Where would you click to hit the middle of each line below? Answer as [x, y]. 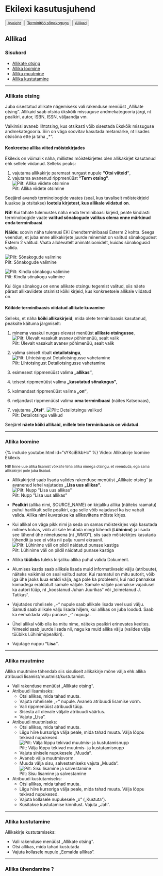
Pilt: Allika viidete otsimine [38, 188]
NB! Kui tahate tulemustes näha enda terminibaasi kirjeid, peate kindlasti [77, 213]
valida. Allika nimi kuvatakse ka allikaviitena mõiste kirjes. [69, 515]
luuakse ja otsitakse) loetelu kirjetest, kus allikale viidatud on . [67, 203]
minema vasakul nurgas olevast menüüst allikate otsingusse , [73, 333]
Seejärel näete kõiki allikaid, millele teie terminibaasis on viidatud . [72, 425]
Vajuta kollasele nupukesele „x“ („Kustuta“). [63, 799]
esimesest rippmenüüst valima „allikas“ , [52, 372]
